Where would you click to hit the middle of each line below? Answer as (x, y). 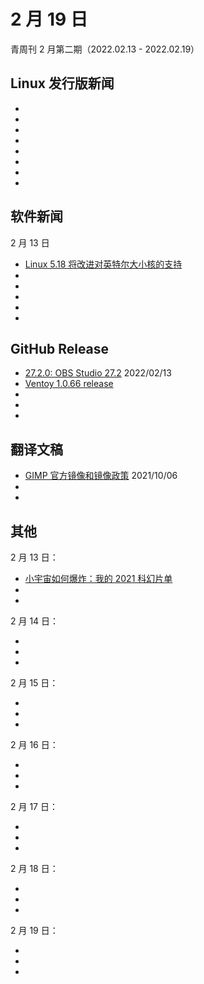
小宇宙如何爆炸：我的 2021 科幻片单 (98, 578)
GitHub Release (60, 348)
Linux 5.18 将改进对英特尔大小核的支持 (103, 264)
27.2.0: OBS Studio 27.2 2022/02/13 (98, 373)
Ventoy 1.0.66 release (69, 384)
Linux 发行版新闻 (62, 83)
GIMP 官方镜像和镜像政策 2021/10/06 (101, 476)
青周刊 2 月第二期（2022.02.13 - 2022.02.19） (105, 49)
